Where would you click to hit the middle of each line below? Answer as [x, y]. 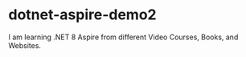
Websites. [25, 45]
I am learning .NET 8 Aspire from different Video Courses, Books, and [123, 37]
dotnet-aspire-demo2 [82, 15]
